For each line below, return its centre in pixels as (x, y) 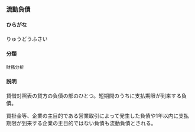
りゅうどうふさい (27, 39)
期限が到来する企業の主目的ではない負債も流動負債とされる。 (81, 123)
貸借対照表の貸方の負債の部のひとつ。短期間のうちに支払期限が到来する (94, 95)
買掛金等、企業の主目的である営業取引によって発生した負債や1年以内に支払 (97, 115)
